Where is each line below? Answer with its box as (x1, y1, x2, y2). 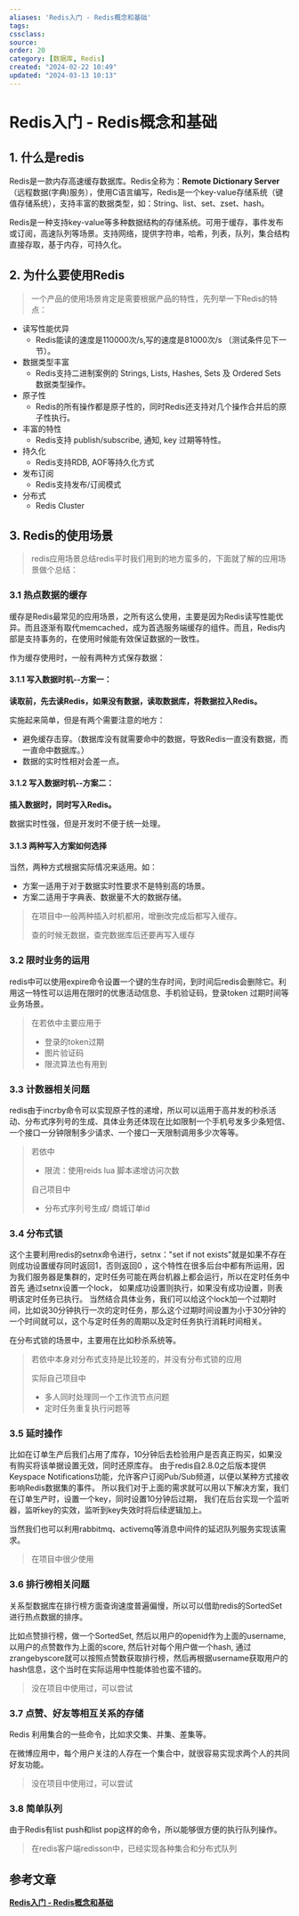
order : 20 (9, 46, 46, 55)
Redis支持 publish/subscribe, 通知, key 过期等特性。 (35, 434, 226, 445)
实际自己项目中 (30, 1373, 86, 1383)
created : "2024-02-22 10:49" (9, 63, 117, 72)
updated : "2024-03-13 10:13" (9, 71, 117, 80)
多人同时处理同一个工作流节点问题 (44, 1391, 170, 1403)
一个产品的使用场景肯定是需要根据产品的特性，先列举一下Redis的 (30, 293, 271, 304)
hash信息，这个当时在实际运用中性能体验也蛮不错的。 (9, 1663, 206, 1675)
